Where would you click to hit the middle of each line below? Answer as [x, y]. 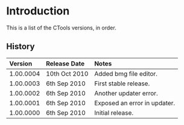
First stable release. [122, 84]
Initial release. [114, 112]
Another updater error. [126, 93]
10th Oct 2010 [67, 73]
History [21, 47]
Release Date [65, 63]
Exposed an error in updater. [135, 103]
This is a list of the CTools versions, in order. [61, 28]
